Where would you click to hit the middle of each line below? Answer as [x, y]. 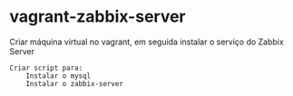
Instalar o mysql [59, 76]
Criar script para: [46, 68]
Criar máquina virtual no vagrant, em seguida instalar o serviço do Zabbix [146, 42]
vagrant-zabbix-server [98, 17]
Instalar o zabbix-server [75, 83]
